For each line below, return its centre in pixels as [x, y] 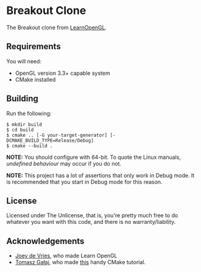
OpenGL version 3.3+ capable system [63, 73]
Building [22, 99]
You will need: [24, 61]
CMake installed [35, 79]
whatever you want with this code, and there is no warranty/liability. [91, 222]
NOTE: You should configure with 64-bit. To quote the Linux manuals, [94, 157]
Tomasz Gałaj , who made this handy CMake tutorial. [80, 262]
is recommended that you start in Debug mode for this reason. [84, 182]
